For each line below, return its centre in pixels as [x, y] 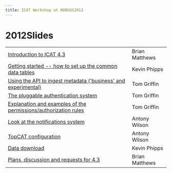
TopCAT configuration [34, 137]
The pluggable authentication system [52, 95]
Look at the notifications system [46, 122]
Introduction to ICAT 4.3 [37, 54]
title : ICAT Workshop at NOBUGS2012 [44, 10]
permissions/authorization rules [46, 110]
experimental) [25, 87]
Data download [26, 148]
